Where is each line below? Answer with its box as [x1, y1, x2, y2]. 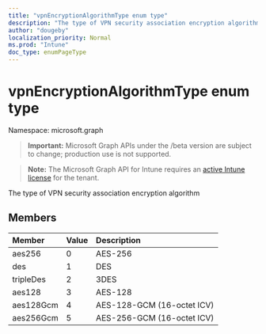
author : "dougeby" [8, 26, 69, 34]
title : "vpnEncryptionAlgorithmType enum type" [8, 11, 169, 20]
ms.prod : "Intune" [8, 41, 69, 49]
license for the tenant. [27, 173, 100, 182]
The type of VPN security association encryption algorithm [8, 188, 200, 198]
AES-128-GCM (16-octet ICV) [96, 299, 215, 310]
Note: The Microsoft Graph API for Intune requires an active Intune [27, 164, 245, 174]
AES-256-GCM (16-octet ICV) [96, 312, 215, 323]
